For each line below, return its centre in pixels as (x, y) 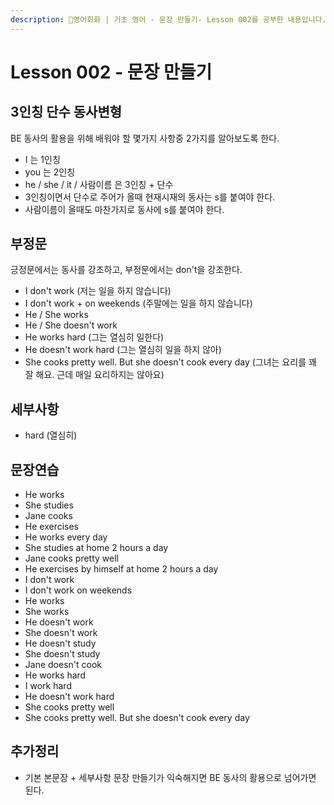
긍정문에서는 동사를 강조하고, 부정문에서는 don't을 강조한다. (126, 270)
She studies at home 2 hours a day (96, 548)
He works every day (66, 537)
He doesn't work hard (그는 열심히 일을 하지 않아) (123, 350)
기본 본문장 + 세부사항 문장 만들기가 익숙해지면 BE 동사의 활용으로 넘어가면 (170, 777)
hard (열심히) (51, 435)
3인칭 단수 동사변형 (66, 112)
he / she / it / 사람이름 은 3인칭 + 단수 (99, 184)
